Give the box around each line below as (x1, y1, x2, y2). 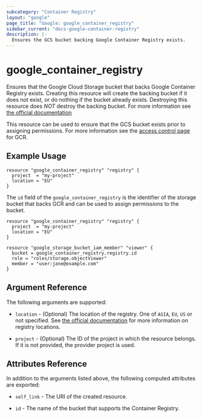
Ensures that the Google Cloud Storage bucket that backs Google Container (6, 83, 196, 90)
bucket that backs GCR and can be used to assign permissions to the (6, 200, 179, 207)
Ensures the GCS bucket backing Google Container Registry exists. (12, 37, 186, 43)
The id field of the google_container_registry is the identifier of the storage (6, 193, 197, 201)
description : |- (6, 32, 47, 38)
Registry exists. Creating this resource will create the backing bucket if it (6, 89, 187, 97)
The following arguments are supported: (6, 298, 107, 306)
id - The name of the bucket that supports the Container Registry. (15, 405, 180, 412)
